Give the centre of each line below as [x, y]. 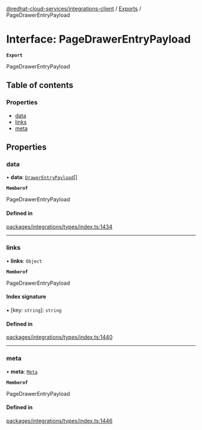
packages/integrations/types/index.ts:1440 [60, 337]
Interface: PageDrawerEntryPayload [99, 39]
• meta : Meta [22, 371]
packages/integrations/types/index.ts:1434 [60, 226]
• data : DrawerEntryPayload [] [42, 177]
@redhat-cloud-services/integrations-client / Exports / [74, 9]
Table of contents [40, 86]
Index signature [26, 297]
